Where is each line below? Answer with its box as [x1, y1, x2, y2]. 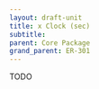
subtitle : [9, 30, 47, 39]
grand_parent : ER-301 [9, 47, 91, 56]
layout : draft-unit [9, 13, 83, 22]
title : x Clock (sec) [9, 22, 91, 31]
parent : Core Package [9, 38, 91, 48]
